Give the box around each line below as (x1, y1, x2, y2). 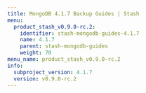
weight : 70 (20, 50, 52, 57)
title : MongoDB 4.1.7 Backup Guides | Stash (7, 10, 140, 17)
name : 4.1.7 (20, 36, 55, 43)
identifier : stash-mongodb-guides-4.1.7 (20, 29, 140, 37)
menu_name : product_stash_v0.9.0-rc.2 (7, 56, 121, 63)
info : (7, 62, 23, 69)
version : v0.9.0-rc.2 (13, 75, 77, 83)
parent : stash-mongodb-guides (20, 43, 109, 50)
